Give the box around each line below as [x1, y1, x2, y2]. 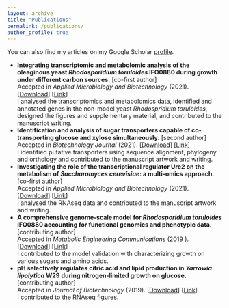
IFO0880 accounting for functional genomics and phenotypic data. [16, 221, 212, 229]
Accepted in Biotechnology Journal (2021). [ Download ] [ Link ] [16, 141, 190, 149]
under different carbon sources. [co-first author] [16, 76, 157, 84]
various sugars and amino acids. [16, 257, 109, 265]
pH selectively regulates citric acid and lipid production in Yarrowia [16, 264, 213, 272]
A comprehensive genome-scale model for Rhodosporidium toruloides [16, 213, 222, 222]
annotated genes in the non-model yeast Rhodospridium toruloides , [16, 104, 208, 113]
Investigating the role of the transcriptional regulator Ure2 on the [16, 163, 205, 171]
